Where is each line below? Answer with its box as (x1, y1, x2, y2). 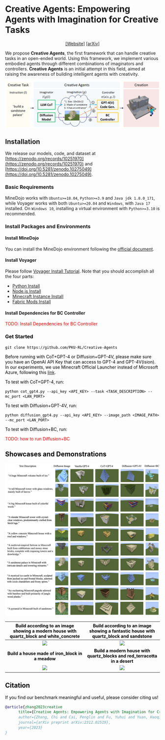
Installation (5, 138, 40, 146)
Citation (5, 681, 30, 690)
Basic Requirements (5, 184, 54, 190)
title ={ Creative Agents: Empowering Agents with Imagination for (18, 709, 155, 714)
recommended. (5, 211, 36, 216)
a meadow (33, 655, 56, 661)
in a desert (110, 658, 134, 664)
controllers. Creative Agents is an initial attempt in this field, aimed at (5, 65, 146, 72)
